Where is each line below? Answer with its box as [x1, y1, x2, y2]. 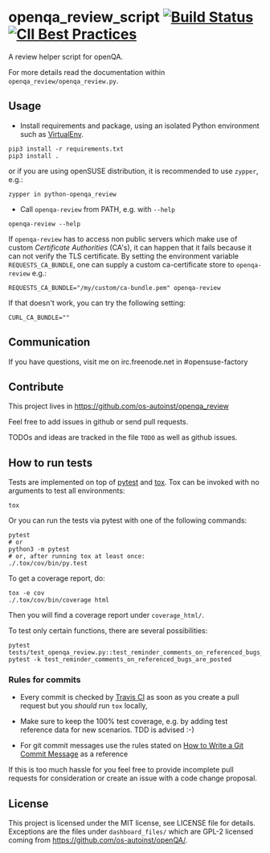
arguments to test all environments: [8, 486, 125, 495]
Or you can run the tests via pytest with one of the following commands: [8, 516, 247, 525]
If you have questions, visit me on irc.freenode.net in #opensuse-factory [8, 357, 248, 366]
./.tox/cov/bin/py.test [8, 560, 88, 568]
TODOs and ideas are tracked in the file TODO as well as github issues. [8, 433, 238, 442]
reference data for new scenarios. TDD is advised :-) [19, 725, 194, 735]
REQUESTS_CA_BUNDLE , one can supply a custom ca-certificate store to [8, 259, 235, 269]
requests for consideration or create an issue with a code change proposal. [8, 773, 257, 783]
